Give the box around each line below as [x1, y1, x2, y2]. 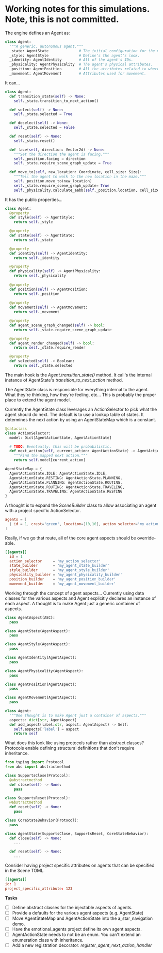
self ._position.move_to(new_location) [14, 179, 92, 184]
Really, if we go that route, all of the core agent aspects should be [5, 535, 137, 541]
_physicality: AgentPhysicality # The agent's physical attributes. [9, 62, 153, 67]
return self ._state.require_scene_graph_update [14, 327, 112, 332]
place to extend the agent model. [5, 397, 71, 403]
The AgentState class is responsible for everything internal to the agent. [5, 386, 149, 392]
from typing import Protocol [5, 760, 64, 765]
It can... [5, 79, 20, 86]
